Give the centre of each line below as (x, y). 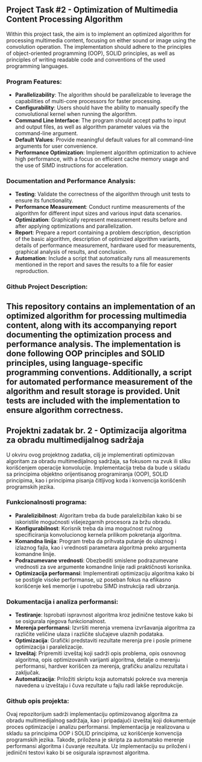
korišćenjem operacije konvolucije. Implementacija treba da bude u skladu (98, 467)
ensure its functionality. (44, 200)
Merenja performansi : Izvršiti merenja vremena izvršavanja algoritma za (105, 628)
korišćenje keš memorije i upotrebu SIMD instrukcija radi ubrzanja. (97, 586)
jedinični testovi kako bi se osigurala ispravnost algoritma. (78, 753)
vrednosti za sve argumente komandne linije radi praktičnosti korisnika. (103, 566)
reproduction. (32, 271)
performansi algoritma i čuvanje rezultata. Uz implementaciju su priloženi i (98, 746)
